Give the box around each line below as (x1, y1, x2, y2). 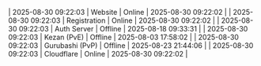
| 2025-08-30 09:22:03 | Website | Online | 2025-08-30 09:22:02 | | (8, 8, 232, 16)
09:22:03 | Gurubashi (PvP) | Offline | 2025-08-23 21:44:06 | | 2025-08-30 (8, 41, 254, 50)
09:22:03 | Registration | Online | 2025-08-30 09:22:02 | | (30, 16, 220, 25)
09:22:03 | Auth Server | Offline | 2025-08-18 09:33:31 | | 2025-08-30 (18, 24, 248, 33)
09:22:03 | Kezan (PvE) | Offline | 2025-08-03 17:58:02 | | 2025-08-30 (8, 32, 240, 42)
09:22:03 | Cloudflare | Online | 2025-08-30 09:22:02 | (8, 49, 188, 58)
